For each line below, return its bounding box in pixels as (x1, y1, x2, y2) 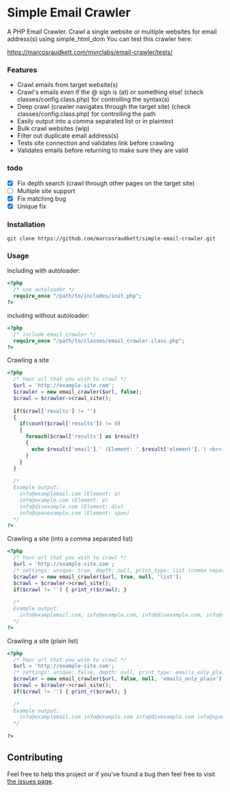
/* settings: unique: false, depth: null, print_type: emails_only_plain (13, 669, 228, 676)
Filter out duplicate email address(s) (16, 132, 119, 140)
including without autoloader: (7, 311, 90, 319)
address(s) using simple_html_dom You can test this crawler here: (7, 34, 193, 42)
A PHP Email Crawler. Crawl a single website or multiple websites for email (7, 27, 218, 36)
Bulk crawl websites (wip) (16, 125, 90, 133)
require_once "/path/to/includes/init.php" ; (13, 293, 142, 299)
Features (7, 65, 38, 75)
